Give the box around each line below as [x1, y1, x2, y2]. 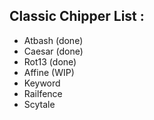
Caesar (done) [23, 45, 84, 57]
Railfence [23, 87, 63, 99]
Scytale [23, 98, 56, 110]
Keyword [23, 77, 61, 89]
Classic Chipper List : [9, 8, 145, 25]
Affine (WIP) [23, 66, 75, 78]
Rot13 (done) [23, 55, 77, 68]
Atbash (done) [23, 34, 84, 46]
